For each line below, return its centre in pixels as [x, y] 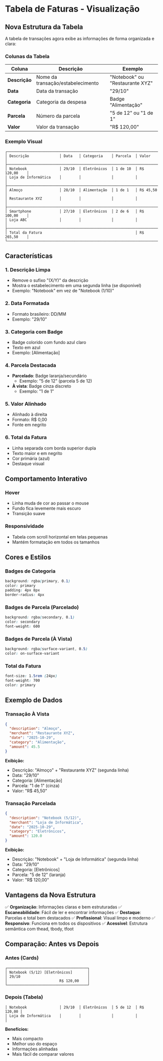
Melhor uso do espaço [34, 1043]
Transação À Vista [27, 714]
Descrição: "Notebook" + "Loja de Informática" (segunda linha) [75, 859]
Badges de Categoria [30, 571]
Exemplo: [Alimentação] [36, 352]
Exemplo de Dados [34, 700]
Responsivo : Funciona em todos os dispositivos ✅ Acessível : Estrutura [76, 923]
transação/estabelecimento [67, 83]
